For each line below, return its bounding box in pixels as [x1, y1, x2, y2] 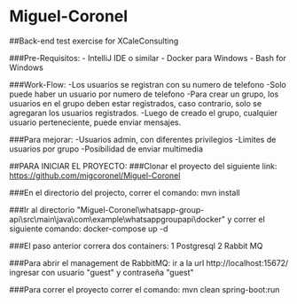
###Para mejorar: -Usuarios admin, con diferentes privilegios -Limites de [9, 134, 277, 144]
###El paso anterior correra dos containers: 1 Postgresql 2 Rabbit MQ [9, 240, 263, 251]
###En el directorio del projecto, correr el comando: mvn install [9, 187, 241, 198]
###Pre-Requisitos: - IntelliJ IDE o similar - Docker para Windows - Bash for [9, 52, 286, 63]
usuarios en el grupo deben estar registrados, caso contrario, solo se [9, 97, 262, 108]
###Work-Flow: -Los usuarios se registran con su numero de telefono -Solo [9, 79, 286, 90]
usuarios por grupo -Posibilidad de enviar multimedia [9, 144, 204, 154]
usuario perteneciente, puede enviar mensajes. [9, 117, 182, 128]
